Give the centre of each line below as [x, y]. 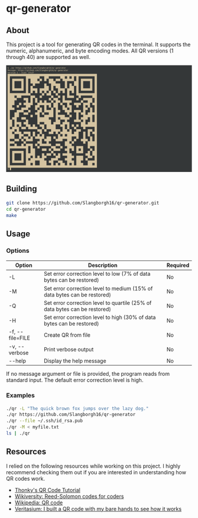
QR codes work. [26, 478]
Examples [21, 396]
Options [18, 251]
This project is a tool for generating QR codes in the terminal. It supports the [98, 44]
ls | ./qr [18, 434]
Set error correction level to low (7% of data [97, 274]
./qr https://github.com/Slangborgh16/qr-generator [71, 415]
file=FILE [19, 338]
